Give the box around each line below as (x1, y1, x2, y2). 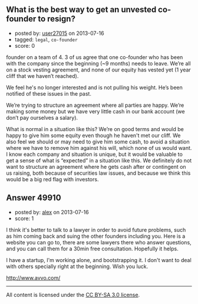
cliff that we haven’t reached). (6, 72, 79, 79)
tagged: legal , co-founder (14, 35, 78, 43)
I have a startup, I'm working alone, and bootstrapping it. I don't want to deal (6, 256, 192, 263)
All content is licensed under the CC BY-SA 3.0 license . (6, 291, 140, 298)
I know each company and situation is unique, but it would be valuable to (6, 151, 183, 158)
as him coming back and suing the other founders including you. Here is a (6, 233, 186, 240)
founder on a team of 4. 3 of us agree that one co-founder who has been (6, 53, 183, 61)
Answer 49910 (6, 193, 61, 203)
